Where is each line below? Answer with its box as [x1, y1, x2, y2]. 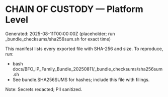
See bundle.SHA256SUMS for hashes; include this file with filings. [12, 76, 150, 82]
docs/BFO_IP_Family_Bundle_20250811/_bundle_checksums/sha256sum [12, 66, 163, 72]
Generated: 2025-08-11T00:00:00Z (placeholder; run [5, 30, 115, 36]
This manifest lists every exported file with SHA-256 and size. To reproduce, [5, 45, 163, 51]
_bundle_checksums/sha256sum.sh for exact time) [5, 36, 111, 42]
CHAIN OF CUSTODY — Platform [5, 3, 143, 15]
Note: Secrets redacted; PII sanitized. [5, 86, 82, 92]
